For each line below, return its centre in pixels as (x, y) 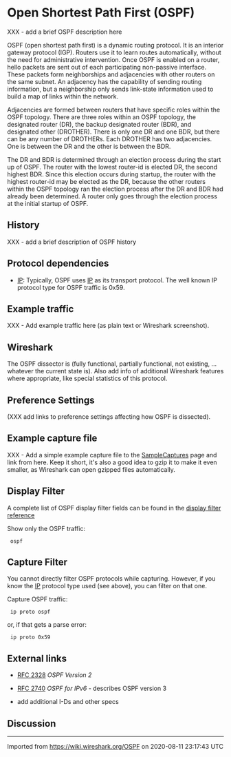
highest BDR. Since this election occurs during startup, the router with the (112, 174)
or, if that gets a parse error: (47, 625)
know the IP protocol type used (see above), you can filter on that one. (107, 586)
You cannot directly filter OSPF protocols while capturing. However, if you (111, 579)
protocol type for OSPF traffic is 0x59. (71, 287)
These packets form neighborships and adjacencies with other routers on (111, 74)
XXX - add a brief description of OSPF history (72, 242)
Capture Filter (37, 562)
